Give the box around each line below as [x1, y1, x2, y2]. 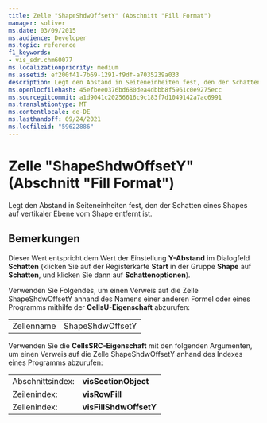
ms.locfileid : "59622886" [8, 123, 94, 131]
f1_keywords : [8, 49, 52, 57]
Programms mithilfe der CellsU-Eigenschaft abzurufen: [8, 302, 191, 311]
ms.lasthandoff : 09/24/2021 [8, 116, 102, 123]
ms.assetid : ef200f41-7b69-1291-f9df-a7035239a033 [8, 71, 180, 79]
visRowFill [82, 388, 122, 399]
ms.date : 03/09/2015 [8, 26, 77, 34]
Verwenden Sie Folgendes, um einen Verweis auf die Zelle [8, 285, 199, 295]
